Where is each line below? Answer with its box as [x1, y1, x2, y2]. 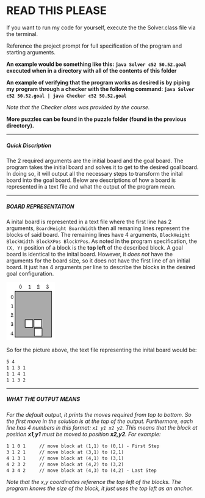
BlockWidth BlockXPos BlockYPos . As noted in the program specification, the [6, 237, 197, 245]
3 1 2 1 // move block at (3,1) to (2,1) [6, 449, 124, 455]
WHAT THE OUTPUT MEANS [6, 395, 81, 403]
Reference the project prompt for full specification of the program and [6, 42, 182, 49]
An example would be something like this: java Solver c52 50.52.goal [6, 60, 187, 68]
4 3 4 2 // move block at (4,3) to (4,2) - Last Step [6, 467, 157, 474]
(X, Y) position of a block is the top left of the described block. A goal [6, 244, 183, 251]
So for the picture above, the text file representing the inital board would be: [6, 346, 197, 353]
